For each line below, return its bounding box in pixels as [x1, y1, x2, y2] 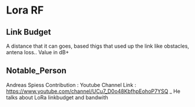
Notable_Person [6, 66, 67, 76]
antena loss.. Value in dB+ [6, 49, 70, 56]
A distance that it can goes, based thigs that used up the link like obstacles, [6, 42, 190, 49]
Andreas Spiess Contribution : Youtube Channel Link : [6, 81, 137, 88]
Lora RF [6, 4, 44, 17]
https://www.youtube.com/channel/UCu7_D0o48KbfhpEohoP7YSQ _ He [6, 88, 181, 95]
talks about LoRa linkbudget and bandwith [6, 93, 108, 101]
